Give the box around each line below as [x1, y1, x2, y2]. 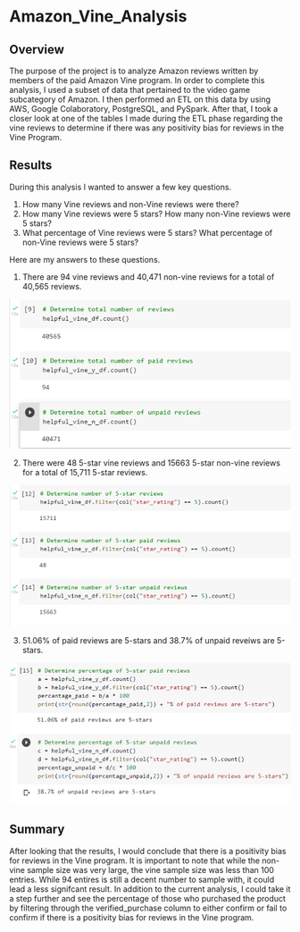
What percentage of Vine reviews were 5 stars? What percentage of [21, 227, 273, 238]
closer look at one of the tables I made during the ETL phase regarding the [9, 113, 283, 123]
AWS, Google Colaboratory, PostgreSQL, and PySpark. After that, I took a [9, 104, 279, 113]
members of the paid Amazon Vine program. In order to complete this [9, 75, 265, 86]
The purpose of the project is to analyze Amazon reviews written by [9, 65, 259, 76]
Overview [9, 42, 65, 57]
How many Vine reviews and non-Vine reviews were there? [21, 198, 239, 209]
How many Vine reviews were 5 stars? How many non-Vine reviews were [21, 208, 291, 219]
